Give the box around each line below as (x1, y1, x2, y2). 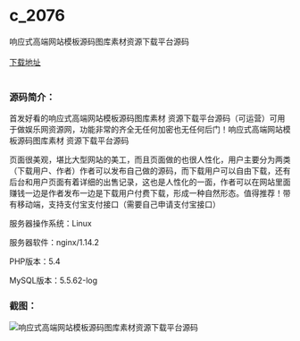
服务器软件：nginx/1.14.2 (9, 237, 100, 248)
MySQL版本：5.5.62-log (9, 275, 98, 286)
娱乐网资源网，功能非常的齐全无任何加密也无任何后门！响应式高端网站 (24, 124, 283, 135)
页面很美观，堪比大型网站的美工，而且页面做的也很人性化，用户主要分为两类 (9, 154, 291, 166)
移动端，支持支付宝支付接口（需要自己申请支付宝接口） (16, 199, 221, 210)
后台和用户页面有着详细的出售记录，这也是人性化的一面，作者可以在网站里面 (9, 176, 291, 188)
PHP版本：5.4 (9, 256, 61, 267)
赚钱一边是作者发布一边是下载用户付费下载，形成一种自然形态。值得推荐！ (9, 188, 283, 199)
